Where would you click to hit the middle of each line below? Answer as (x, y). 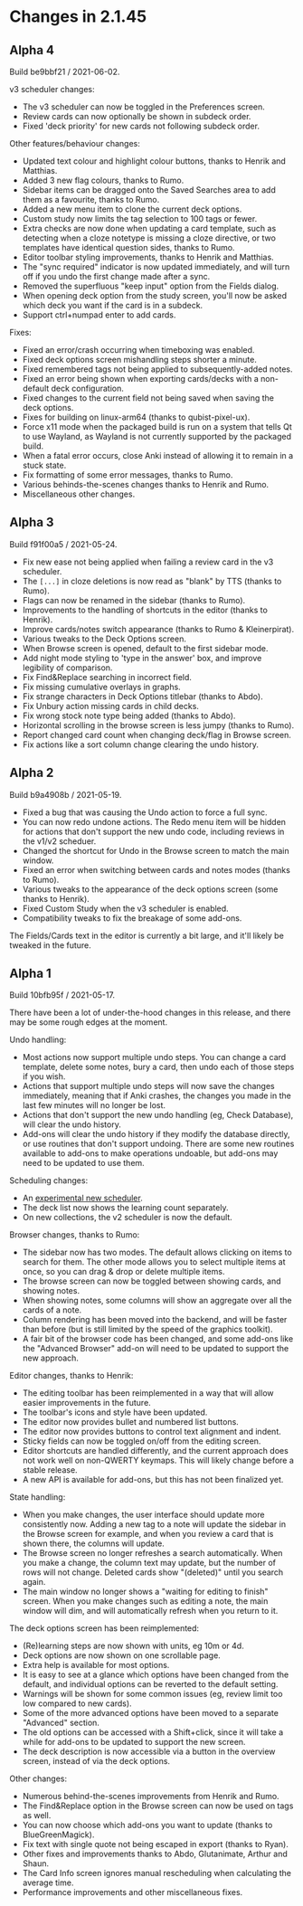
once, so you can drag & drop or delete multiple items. (123, 1272)
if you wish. (44, 1076)
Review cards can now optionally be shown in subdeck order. (137, 116)
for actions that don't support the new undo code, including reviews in (153, 831)
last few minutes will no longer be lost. (94, 1105)
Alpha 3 (32, 522)
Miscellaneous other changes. (79, 494)
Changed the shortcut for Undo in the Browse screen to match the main (156, 850)
